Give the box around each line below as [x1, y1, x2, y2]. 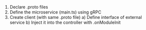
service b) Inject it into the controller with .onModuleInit [9, 19, 121, 25]
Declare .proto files [9, 4, 48, 10]
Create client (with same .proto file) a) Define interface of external [9, 15, 142, 20]
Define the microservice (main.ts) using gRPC [9, 9, 101, 15]
